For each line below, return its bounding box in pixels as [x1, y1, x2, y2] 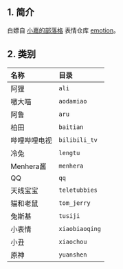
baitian [58, 123, 84, 131]
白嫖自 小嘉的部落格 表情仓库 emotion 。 [7, 26, 120, 34]
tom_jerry [58, 199, 91, 207]
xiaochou [58, 237, 87, 246]
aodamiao [58, 97, 87, 105]
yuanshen [58, 250, 87, 259]
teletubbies [58, 186, 98, 194]
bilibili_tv [58, 136, 98, 143]
